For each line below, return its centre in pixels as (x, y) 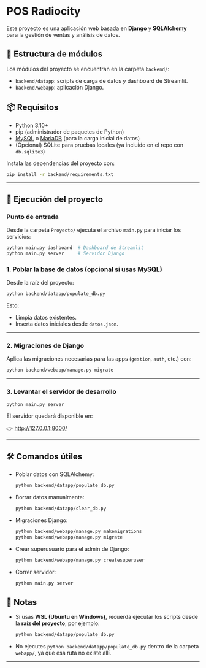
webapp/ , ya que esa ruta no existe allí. (63, 653)
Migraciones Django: (41, 520)
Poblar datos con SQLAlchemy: (55, 474)
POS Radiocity (44, 11)
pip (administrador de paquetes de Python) (70, 132)
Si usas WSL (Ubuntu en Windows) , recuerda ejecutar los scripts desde (106, 617)
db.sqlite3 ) (30, 151)
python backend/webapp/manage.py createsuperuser (80, 560)
